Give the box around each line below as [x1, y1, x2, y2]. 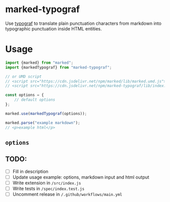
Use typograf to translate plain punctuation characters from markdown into [5, 20, 162, 26]
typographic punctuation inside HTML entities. [5, 25, 102, 31]
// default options [14, 97, 56, 102]
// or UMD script [5, 74, 42, 79]
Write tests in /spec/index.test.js [12, 185, 84, 191]
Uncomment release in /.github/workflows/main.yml [12, 191, 122, 197]
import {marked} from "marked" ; [5, 60, 73, 65]
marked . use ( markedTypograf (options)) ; [5, 111, 87, 116]
